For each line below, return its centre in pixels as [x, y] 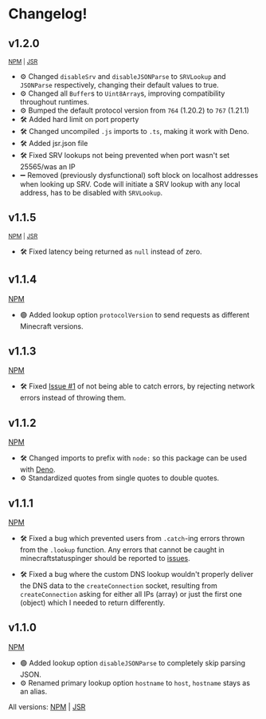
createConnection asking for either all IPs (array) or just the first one [131, 595]
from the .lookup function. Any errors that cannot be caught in [122, 550]
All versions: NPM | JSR [47, 706]
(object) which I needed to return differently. [92, 602]
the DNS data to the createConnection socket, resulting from [118, 586]
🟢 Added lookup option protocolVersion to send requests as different [134, 314]
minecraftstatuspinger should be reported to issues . [105, 559]
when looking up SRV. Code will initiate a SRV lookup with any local [130, 184]
